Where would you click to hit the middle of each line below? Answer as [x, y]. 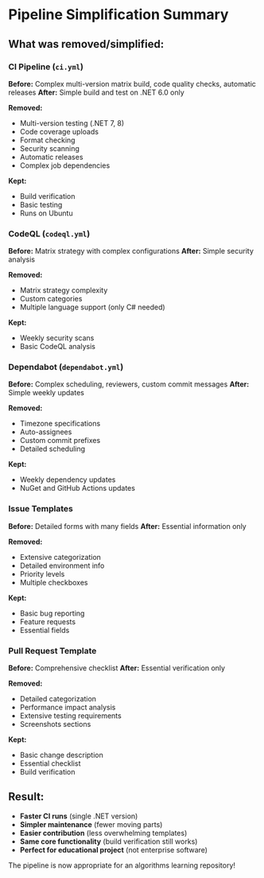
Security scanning [49, 148]
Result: [26, 797]
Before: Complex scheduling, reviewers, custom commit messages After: [129, 384]
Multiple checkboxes [54, 582]
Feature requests [48, 621]
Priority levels [42, 573]
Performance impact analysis [68, 707]
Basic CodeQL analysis [57, 347]
